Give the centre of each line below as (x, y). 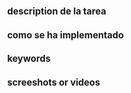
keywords (29, 59)
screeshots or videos (54, 82)
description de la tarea (57, 11)
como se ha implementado (65, 35)
